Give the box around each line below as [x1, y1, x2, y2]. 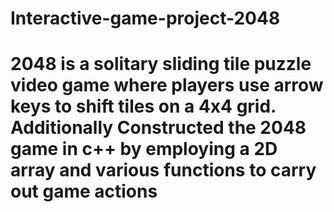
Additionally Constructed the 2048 [10, 117, 307, 139]
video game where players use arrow [10, 74, 324, 97]
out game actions [10, 180, 158, 203]
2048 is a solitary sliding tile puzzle [10, 53, 312, 76]
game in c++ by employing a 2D [10, 138, 278, 161]
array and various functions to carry [10, 159, 317, 182]
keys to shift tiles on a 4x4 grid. [10, 95, 277, 118]
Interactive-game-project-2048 [10, 7, 281, 30]
